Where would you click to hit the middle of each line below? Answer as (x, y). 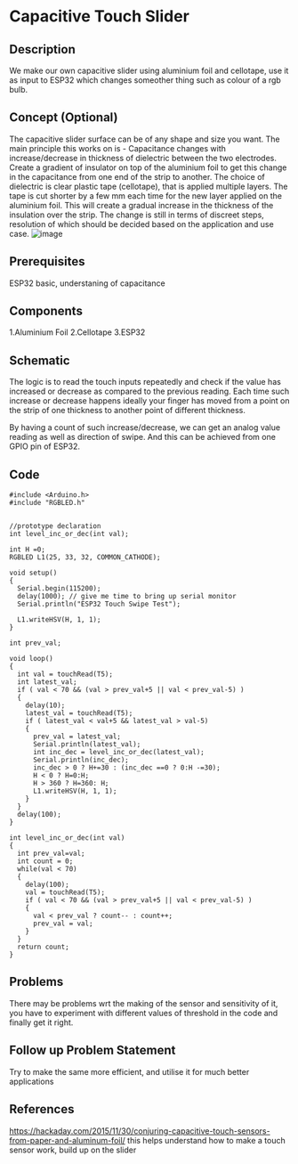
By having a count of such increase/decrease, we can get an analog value (145, 427)
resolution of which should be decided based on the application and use (141, 224)
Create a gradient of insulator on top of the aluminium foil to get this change (148, 167)
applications (32, 1081)
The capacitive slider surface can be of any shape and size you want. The (145, 139)
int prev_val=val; (52, 854)
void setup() (33, 573)
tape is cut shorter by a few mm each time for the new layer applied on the (146, 195)
